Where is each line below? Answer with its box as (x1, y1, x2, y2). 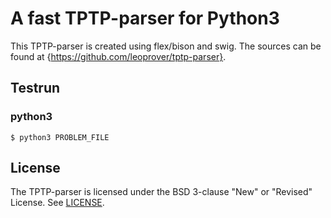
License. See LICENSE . (10, 197, 105, 209)
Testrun (10, 80, 61, 97)
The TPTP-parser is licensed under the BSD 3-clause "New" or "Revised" (10, 186, 313, 198)
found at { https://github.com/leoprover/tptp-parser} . (10, 50, 227, 62)
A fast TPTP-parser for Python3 (10, 7, 280, 30)
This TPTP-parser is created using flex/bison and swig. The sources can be (10, 40, 322, 52)
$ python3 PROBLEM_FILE (10, 132, 110, 142)
